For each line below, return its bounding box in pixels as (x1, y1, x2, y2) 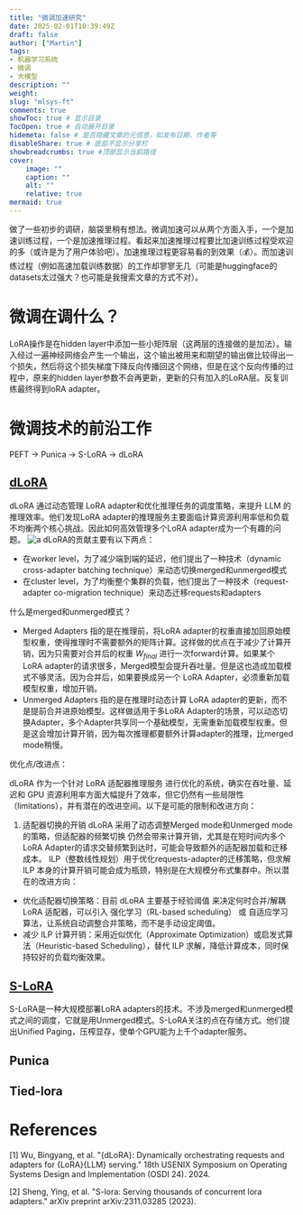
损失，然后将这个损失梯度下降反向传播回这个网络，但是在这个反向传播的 (16, 360, 286, 371)
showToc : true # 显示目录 (9, 114, 102, 123)
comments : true (9, 106, 67, 115)
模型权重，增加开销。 (22, 683, 102, 694)
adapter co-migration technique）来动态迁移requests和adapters (22, 587, 262, 598)
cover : (9, 155, 34, 165)
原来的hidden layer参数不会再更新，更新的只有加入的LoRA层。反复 (32, 372, 281, 383)
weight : (9, 88, 39, 97)
